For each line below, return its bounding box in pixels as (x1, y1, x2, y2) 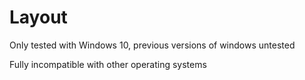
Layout (9, 6, 68, 29)
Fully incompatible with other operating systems (9, 58, 207, 70)
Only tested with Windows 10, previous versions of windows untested (9, 39, 296, 51)
